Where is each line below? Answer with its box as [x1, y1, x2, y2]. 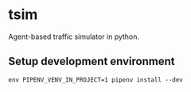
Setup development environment [8, 55, 175, 68]
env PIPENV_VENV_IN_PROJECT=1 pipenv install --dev [8, 75, 183, 84]
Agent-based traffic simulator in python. [8, 32, 140, 41]
